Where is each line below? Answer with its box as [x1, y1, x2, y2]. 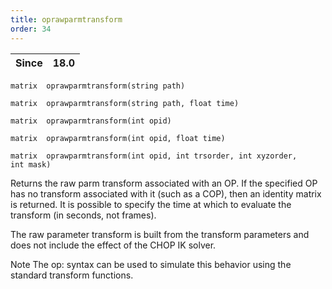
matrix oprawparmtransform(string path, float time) [10, 98, 240, 108]
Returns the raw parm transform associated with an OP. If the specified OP [10, 177, 318, 189]
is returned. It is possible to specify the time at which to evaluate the [10, 198, 292, 210]
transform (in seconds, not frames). [10, 209, 157, 221]
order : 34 [10, 24, 52, 34]
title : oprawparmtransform [10, 14, 123, 25]
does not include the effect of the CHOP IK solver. [10, 239, 217, 251]
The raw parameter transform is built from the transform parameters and [10, 228, 310, 240]
